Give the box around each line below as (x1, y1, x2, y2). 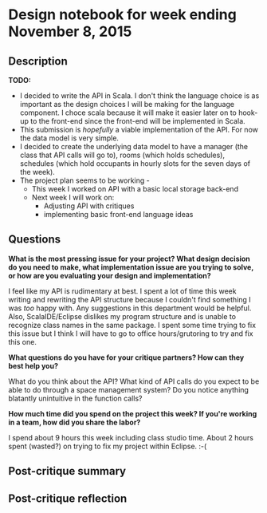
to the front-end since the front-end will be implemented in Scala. (30, 116, 245, 125)
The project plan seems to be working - (19, 176, 150, 185)
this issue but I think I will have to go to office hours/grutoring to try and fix (8, 329, 253, 338)
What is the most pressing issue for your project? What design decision (8, 254, 251, 263)
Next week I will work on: (31, 193, 115, 202)
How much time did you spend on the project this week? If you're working (8, 408, 257, 418)
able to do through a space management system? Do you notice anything (8, 385, 249, 394)
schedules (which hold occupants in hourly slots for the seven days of (19, 159, 251, 168)
